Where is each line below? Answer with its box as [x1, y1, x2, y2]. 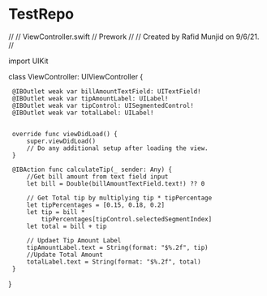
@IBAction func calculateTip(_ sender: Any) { [11, 165, 173, 174]
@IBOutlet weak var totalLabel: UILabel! [11, 109, 154, 117]
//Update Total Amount [26, 251, 104, 259]
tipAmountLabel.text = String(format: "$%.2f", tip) [26, 243, 209, 251]
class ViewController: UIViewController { [8, 71, 144, 81]
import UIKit [8, 56, 49, 66]
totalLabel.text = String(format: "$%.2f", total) [26, 257, 201, 266]
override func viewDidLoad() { [11, 130, 118, 138]
